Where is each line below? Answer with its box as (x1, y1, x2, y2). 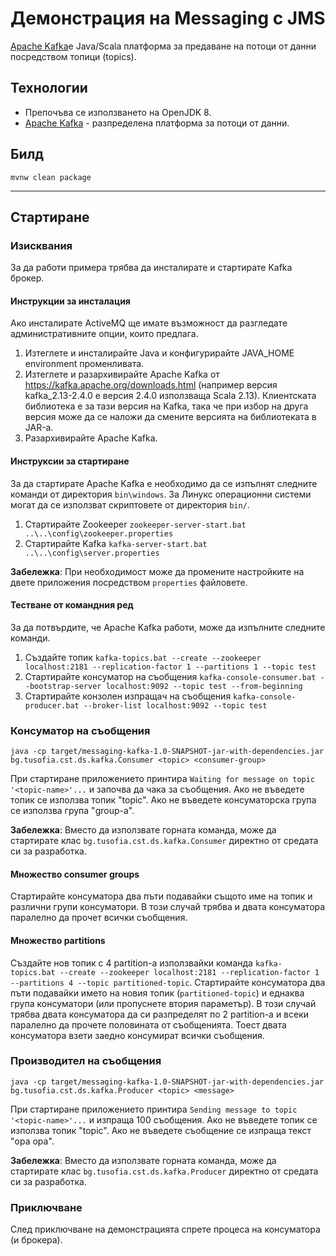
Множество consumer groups (10, 868, 140, 880)
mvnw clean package (10, 172, 92, 182)
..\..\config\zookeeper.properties (24, 528, 174, 539)
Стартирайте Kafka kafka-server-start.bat (24, 537, 208, 549)
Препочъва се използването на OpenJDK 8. (24, 106, 212, 118)
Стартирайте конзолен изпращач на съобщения (24, 690, 232, 702)
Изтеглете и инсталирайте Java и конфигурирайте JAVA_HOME (24, 347, 295, 359)
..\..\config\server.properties (24, 548, 160, 558)
